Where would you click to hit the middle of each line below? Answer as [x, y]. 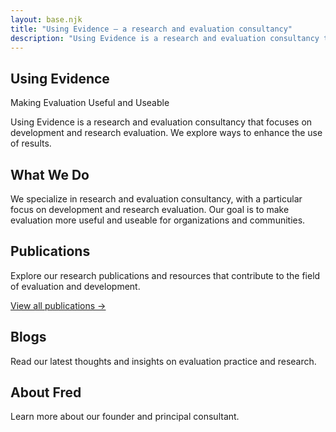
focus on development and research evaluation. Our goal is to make [150, 209]
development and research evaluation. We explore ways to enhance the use [166, 133]
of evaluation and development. [75, 286]
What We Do [50, 174]
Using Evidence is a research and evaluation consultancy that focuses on [161, 122]
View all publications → [58, 305]
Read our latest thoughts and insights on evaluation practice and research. [163, 361]
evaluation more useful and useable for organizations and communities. [158, 220]
